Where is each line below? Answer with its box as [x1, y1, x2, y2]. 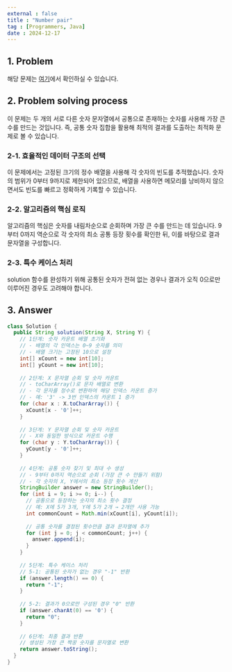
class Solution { [7, 322, 58, 330]
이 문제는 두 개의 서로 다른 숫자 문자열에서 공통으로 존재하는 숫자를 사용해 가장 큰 [7, 114, 226, 122]
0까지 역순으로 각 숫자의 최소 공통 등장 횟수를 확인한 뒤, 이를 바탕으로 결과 [19, 230, 220, 238]
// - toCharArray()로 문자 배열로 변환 [19, 381, 124, 388]
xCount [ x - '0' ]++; [25, 407, 82, 413]
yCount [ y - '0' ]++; [25, 445, 82, 452]
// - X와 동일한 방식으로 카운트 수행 [19, 432, 113, 440]
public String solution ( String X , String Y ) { [13, 329, 151, 336]
